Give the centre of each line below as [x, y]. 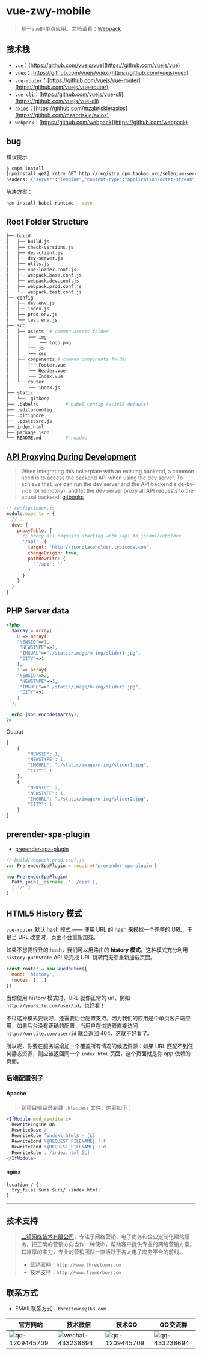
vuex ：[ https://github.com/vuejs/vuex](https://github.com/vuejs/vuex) [102, 72]
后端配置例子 [25, 1078]
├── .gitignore [25, 415]
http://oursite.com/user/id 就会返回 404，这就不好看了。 [79, 1033]
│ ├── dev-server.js [35, 258]
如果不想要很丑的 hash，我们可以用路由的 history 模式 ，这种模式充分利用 [97, 950]
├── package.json [28, 432]
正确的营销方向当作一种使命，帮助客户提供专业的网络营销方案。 [116, 1244]
